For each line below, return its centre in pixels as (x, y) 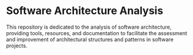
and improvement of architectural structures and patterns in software (90, 39)
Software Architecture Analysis (85, 11)
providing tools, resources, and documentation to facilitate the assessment (96, 33)
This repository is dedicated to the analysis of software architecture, (89, 27)
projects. (17, 46)
